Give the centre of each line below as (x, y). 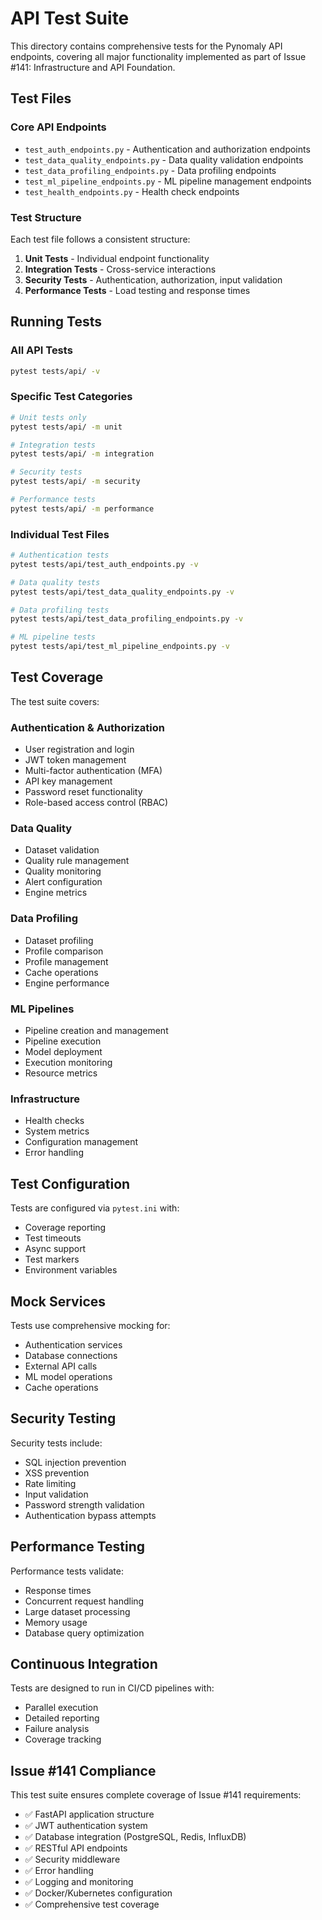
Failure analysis (57, 1729)
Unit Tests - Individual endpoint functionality (117, 258)
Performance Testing (78, 1547)
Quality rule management (77, 861)
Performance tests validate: (67, 1571)
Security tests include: (56, 1443)
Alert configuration (63, 882)
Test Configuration (70, 1183)
